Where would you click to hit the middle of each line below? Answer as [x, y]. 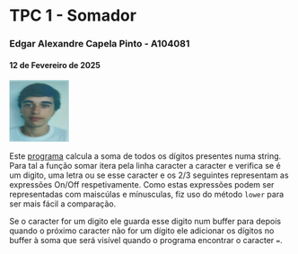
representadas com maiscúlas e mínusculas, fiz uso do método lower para [147, 195]
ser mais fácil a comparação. [63, 204]
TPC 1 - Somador [73, 16]
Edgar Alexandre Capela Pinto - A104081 [100, 44]
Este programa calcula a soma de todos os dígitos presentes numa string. [145, 156]
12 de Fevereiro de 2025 [55, 65]
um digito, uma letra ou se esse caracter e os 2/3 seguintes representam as [149, 175]
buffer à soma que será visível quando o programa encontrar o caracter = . [146, 241]
